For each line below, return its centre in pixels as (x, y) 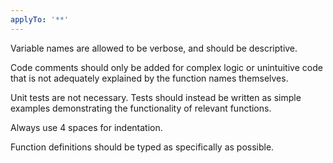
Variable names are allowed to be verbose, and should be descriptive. (154, 48)
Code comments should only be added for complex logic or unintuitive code (166, 67)
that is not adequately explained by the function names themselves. (149, 78)
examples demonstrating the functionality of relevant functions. (141, 108)
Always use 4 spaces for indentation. (86, 127)
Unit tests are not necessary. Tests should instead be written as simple (156, 97)
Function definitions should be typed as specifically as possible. (142, 147)
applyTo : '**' (40, 19)
